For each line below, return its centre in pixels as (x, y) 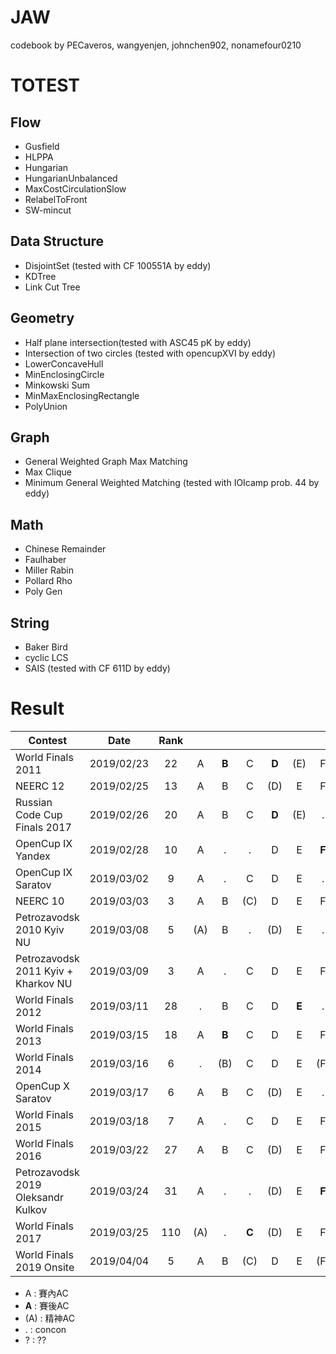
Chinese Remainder (65, 549)
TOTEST (45, 85)
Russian (34, 802)
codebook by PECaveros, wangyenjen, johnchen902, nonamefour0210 (156, 45)
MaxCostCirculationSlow (75, 188)
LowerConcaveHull (64, 363)
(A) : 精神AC (49, 1318)
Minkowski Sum (57, 385)
